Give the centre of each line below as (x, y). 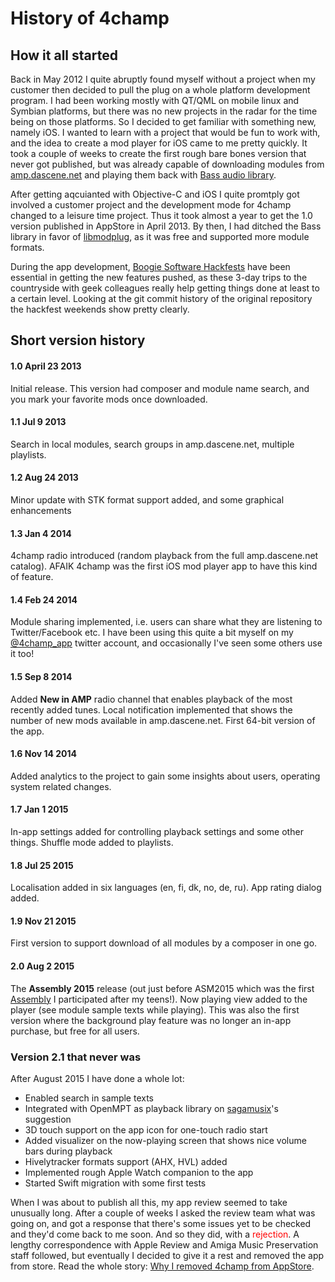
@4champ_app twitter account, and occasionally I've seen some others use (166, 643)
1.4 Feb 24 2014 (44, 599)
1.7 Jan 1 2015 (39, 809)
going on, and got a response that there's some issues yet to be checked (161, 1223)
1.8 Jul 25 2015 (42, 865)
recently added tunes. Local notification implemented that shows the (151, 709)
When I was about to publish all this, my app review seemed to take (149, 1202)
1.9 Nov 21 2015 (43, 921)
